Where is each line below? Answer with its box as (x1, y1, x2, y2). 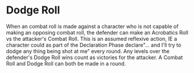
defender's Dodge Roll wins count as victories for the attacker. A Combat (6, 54, 183, 61)
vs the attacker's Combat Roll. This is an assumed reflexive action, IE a (6, 35, 178, 42)
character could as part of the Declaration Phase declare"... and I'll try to (6, 41, 182, 48)
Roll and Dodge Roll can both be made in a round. (6, 60, 126, 67)
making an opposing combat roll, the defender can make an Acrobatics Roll (6, 29, 189, 36)
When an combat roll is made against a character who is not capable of (6, 23, 179, 30)
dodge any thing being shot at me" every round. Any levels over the (6, 47, 170, 54)
